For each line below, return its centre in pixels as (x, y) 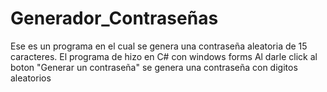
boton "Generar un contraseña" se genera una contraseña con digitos (154, 67)
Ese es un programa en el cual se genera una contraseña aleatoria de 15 (159, 46)
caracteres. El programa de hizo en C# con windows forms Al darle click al (164, 56)
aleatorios (31, 78)
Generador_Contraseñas (114, 18)
